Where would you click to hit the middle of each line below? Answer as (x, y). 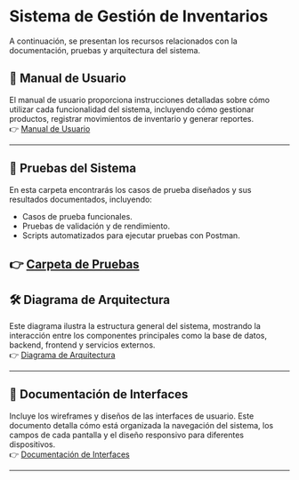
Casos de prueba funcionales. (77, 216)
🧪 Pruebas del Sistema (73, 168)
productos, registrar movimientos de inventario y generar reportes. (132, 118)
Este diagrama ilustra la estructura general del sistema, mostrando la (135, 325)
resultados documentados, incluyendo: (81, 199)
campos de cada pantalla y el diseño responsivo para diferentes (127, 435)
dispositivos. (32, 444)
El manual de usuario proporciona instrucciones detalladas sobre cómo (139, 100)
